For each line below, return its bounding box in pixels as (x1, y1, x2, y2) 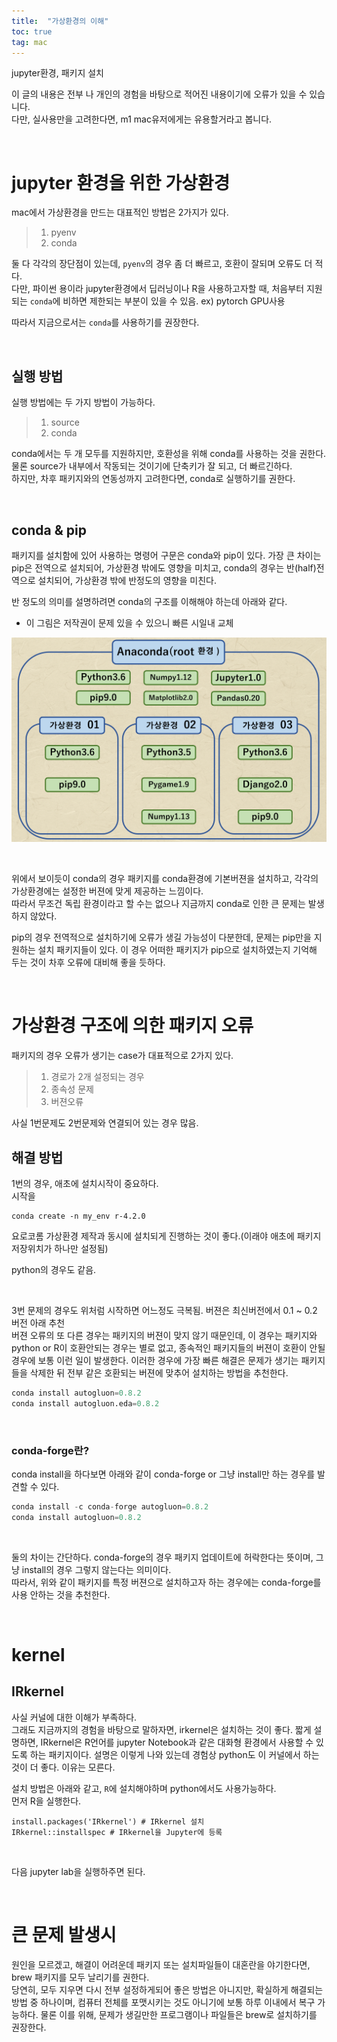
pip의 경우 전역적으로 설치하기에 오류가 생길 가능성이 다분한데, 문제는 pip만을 (11, 931, 312, 944)
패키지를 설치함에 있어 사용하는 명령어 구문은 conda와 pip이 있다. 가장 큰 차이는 (11, 549, 322, 561)
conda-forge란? (11, 1443, 90, 1457)
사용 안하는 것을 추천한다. (11, 1588, 111, 1600)
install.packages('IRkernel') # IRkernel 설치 (11, 1816, 205, 1827)
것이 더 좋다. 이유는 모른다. (11, 1761, 116, 1773)
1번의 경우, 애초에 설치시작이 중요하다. (11, 1177, 159, 1189)
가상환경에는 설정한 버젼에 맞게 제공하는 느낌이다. (11, 885, 204, 897)
